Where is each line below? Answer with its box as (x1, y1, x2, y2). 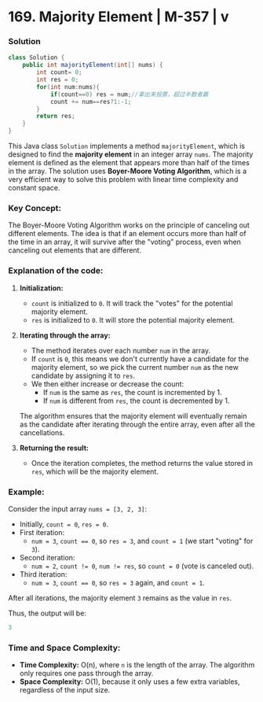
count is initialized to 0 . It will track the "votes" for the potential (31, 298, 233, 308)
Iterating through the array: (19, 331, 111, 340)
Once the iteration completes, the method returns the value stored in (31, 458, 254, 467)
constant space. (8, 183, 60, 193)
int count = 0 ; (36, 68, 82, 76)
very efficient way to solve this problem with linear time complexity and (8, 175, 239, 184)
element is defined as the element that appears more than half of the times (8, 158, 250, 168)
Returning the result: (19, 443, 89, 453)
